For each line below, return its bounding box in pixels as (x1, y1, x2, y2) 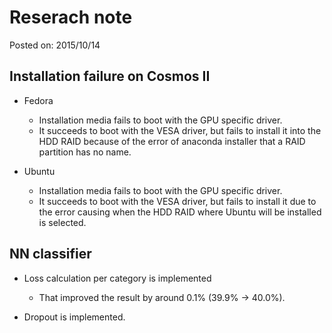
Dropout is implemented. (23, 311, 126, 323)
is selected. (38, 216, 87, 228)
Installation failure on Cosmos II (9, 68, 211, 85)
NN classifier (9, 246, 92, 263)
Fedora (23, 94, 54, 106)
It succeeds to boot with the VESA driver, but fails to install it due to (38, 195, 317, 207)
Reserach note (9, 6, 133, 29)
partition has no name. (38, 146, 132, 158)
